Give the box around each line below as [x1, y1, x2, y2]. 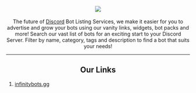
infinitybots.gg [14, 80, 50, 87]
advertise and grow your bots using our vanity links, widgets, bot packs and [6, 24, 190, 31]
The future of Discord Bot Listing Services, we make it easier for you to [12, 18, 184, 25]
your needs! [83, 42, 113, 49]
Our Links [80, 65, 116, 75]
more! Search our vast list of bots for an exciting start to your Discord [15, 30, 181, 37]
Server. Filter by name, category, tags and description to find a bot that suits [6, 36, 190, 44]
